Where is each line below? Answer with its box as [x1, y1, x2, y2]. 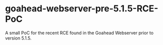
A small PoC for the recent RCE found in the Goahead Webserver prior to [5, 30, 154, 36]
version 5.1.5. [5, 35, 32, 41]
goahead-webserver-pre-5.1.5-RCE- [5, 3, 159, 14]
